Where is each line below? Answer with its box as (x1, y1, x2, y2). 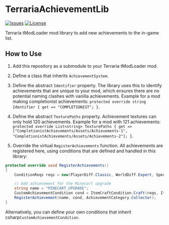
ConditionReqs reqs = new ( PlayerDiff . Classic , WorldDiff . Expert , (14, 172, 154, 177)
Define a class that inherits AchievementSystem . (12, 73, 109, 79)
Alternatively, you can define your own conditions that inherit (5, 209, 132, 215)
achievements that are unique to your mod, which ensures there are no (12, 88, 159, 94)
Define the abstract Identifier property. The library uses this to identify (12, 82, 162, 88)
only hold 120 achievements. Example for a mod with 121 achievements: (12, 119, 161, 125)
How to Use (5, 50, 42, 58)
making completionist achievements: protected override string (12, 98, 146, 104)
